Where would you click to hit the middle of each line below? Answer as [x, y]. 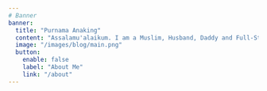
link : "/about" [48, 74]
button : [28, 52]
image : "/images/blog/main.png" [69, 45]
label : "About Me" [53, 67]
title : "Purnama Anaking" [58, 30]
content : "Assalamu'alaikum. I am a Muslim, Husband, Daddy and [124, 38]
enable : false [46, 60]
